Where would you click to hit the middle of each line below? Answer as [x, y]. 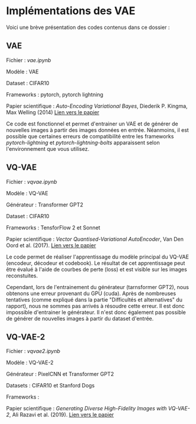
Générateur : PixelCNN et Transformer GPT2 [60, 374]
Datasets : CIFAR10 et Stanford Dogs [50, 386]
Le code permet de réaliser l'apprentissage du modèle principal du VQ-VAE [97, 257]
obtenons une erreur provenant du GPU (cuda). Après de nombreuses [91, 293]
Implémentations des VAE [71, 11]
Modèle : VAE [23, 72]
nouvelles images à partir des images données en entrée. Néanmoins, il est [97, 130]
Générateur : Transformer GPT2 [45, 205]
